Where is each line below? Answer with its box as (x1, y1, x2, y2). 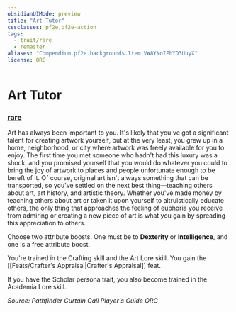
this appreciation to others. (7, 219, 86, 228)
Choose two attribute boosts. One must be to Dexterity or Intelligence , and (7, 233, 228, 241)
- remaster (13, 43, 46, 50)
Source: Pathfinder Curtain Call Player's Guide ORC (7, 296, 158, 305)
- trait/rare (13, 37, 52, 44)
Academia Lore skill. (7, 283, 67, 291)
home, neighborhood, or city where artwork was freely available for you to (7, 143, 225, 152)
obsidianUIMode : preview (7, 10, 81, 18)
